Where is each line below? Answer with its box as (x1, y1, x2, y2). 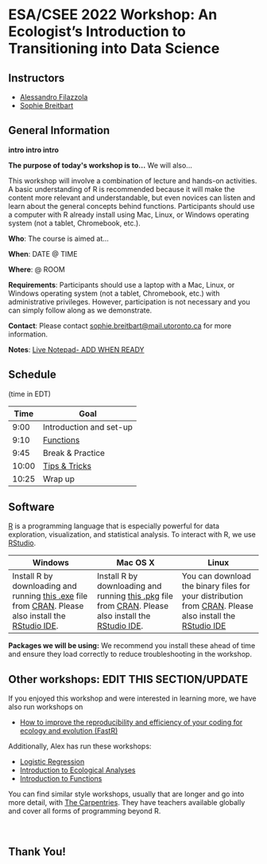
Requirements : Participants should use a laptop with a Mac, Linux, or (8, 280, 235, 289)
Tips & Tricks (42, 460, 91, 471)
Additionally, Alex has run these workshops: (8, 741, 152, 751)
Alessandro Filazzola (19, 92, 88, 101)
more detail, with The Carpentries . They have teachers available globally (8, 798, 246, 807)
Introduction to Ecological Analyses (19, 765, 136, 775)
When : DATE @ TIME (8, 249, 78, 258)
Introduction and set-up (42, 421, 133, 432)
